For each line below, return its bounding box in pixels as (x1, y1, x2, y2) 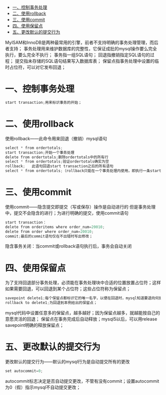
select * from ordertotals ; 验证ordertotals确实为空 (5, 159, 110, 164)
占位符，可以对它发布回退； (9, 64, 66, 70)
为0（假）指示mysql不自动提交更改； (5, 384, 81, 390)
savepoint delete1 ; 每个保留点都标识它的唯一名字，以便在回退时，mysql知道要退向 (5, 296, 156, 301)
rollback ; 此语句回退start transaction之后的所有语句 (5, 164, 114, 169)
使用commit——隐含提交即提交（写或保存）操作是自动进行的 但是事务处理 (5, 204, 156, 210)
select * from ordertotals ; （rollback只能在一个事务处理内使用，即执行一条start (5, 169, 162, 174)
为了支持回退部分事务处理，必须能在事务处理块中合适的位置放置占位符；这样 (5, 280, 161, 286)
